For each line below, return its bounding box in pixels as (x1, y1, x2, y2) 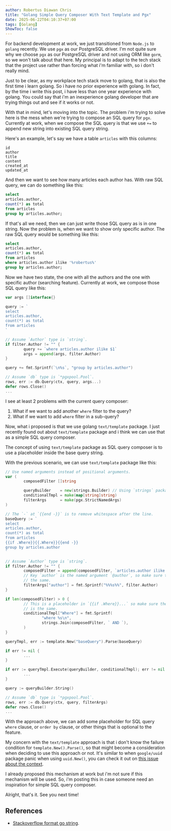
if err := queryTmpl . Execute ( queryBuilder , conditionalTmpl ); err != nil (5, 667, 165, 672)
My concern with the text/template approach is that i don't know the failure (5, 739, 164, 746)
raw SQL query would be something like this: (5, 231, 99, 237)
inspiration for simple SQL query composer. (5, 782, 97, 788)
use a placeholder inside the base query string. (5, 450, 104, 456)
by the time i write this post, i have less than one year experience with (5, 88, 152, 95)
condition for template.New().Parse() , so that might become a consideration (5, 745, 165, 751)
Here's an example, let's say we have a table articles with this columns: (5, 136, 158, 142)
